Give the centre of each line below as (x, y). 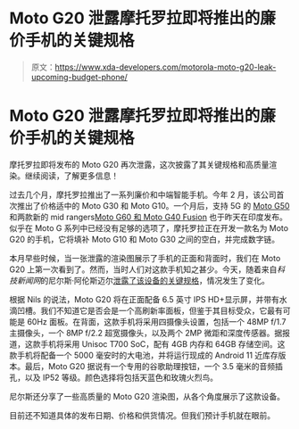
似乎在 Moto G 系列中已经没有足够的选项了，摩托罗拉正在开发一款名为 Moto (149, 227)
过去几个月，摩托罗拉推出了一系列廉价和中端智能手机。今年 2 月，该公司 (143, 194)
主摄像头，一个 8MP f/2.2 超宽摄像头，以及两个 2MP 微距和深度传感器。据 (146, 333)
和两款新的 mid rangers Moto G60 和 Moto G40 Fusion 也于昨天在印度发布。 (149, 217)
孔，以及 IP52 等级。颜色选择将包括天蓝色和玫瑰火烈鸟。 (114, 377)
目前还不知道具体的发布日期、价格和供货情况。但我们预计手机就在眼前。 (142, 415)
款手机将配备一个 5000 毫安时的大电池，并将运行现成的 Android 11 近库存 (144, 355)
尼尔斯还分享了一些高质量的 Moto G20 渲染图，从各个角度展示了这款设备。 (147, 396)
